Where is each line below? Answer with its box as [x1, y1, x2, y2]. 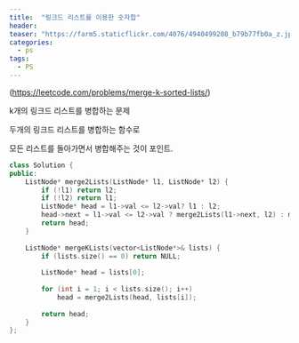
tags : [9, 54, 29, 63]
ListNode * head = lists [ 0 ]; [41, 268, 145, 277]
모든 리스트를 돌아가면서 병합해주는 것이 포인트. [9, 143, 174, 154]
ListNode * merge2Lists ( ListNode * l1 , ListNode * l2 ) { [25, 177, 229, 187]
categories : [9, 37, 53, 47]
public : [9, 169, 38, 178]
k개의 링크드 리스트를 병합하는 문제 [9, 105, 131, 116]
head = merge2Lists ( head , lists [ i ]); [56, 292, 198, 302]
